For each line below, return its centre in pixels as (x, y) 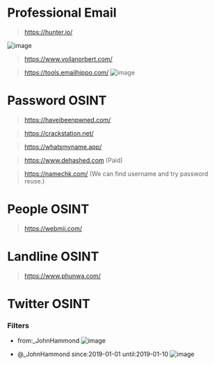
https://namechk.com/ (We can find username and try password (116, 173)
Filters (18, 325)
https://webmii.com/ (53, 228)
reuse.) (34, 181)
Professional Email (62, 13)
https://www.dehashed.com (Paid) (73, 160)
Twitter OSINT (49, 303)
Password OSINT (57, 100)
